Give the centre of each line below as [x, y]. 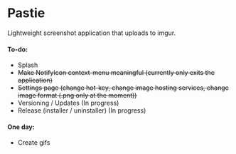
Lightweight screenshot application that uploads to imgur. [92, 33]
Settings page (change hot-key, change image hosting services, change [123, 88]
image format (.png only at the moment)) [77, 96]
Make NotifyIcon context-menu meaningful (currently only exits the [116, 73]
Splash [28, 65]
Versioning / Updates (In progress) [68, 103]
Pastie [26, 13]
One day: [21, 127]
